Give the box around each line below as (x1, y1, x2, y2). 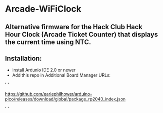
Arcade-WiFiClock (5, 3, 82, 15)
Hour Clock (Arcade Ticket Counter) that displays (5, 30, 158, 38)
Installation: (5, 54, 42, 63)
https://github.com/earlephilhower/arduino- (5, 91, 92, 97)
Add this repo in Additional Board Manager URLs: (12, 72, 111, 78)
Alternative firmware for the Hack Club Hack (5, 23, 143, 31)
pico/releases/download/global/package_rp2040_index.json (5, 96, 126, 102)
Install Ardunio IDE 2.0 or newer (12, 67, 76, 73)
